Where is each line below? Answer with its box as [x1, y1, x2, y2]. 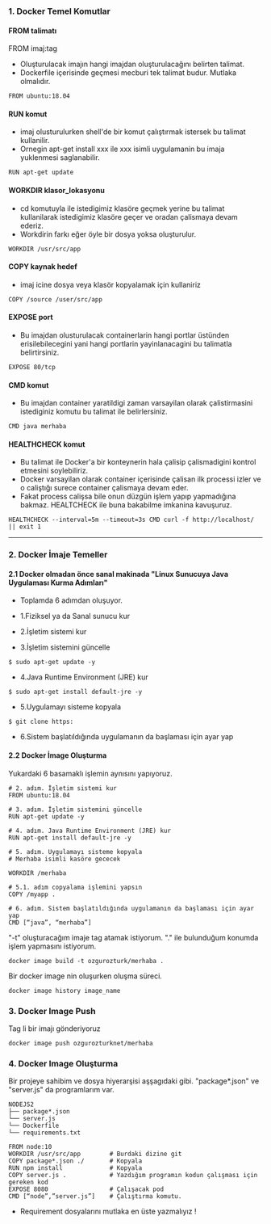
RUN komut [8, 109, 48, 119]
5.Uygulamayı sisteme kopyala [19, 702, 122, 712]
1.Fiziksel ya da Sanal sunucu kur [19, 612, 131, 621]
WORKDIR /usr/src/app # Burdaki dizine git [8, 1150, 182, 1159]
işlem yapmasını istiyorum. [8, 941, 97, 951]
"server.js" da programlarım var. [8, 1085, 115, 1095]
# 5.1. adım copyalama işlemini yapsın [8, 883, 143, 891]
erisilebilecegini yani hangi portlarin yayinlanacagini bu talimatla [19, 339, 232, 348]
